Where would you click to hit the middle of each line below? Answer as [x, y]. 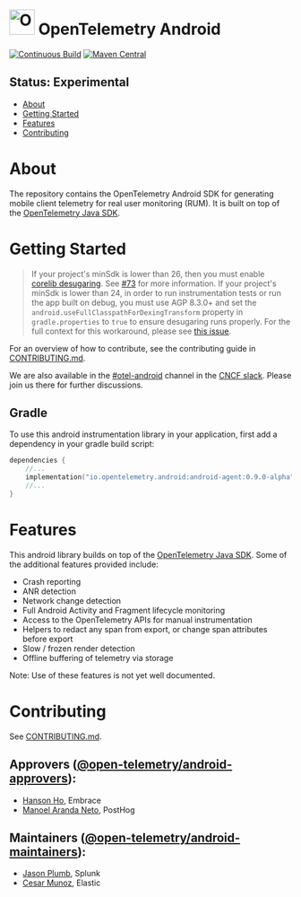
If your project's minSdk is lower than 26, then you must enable [148, 274]
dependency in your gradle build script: [82, 444]
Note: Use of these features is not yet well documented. [112, 675]
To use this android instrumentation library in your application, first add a [143, 434]
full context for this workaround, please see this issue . [131, 331]
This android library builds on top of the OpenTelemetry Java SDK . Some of [148, 554]
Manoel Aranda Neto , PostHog [79, 810]
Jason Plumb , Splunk [61, 874]
